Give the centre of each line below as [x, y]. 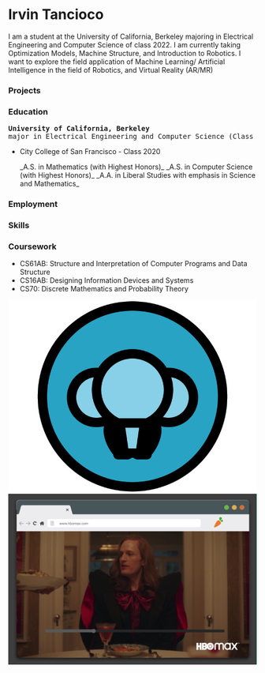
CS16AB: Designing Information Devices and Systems [106, 280]
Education [28, 111]
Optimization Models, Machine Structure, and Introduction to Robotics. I [125, 53]
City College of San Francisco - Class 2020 [90, 152]
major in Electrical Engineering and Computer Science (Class [131, 137]
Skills [19, 225]
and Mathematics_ [49, 184]
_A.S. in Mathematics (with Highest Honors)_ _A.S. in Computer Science [136, 167]
